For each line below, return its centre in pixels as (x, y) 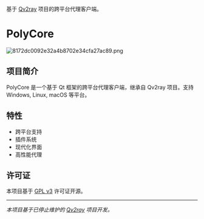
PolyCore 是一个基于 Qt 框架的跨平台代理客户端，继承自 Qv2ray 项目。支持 (100, 87)
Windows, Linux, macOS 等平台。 (48, 95)
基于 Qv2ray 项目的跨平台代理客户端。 (54, 9)
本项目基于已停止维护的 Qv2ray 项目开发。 (60, 210)
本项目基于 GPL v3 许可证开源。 (46, 191)
